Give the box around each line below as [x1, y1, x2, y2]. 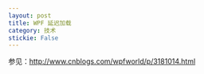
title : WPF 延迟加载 [8, 19, 72, 27]
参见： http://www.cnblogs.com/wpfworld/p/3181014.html [8, 56, 196, 66]
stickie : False [8, 33, 59, 42]
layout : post [8, 11, 52, 20]
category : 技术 [8, 26, 57, 34]
